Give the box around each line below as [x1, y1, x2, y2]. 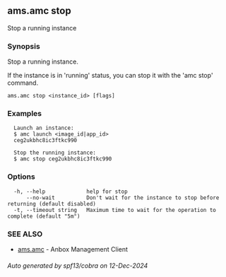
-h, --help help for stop [13, 188, 129, 195]
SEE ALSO [7, 229, 43, 239]
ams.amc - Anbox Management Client [17, 245, 129, 253]
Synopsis [7, 41, 40, 51]
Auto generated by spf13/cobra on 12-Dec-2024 [7, 261, 148, 270]
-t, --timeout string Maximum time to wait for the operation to [13, 206, 217, 213]
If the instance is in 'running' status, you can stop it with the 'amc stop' [7, 71, 213, 80]
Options [7, 172, 35, 182]
